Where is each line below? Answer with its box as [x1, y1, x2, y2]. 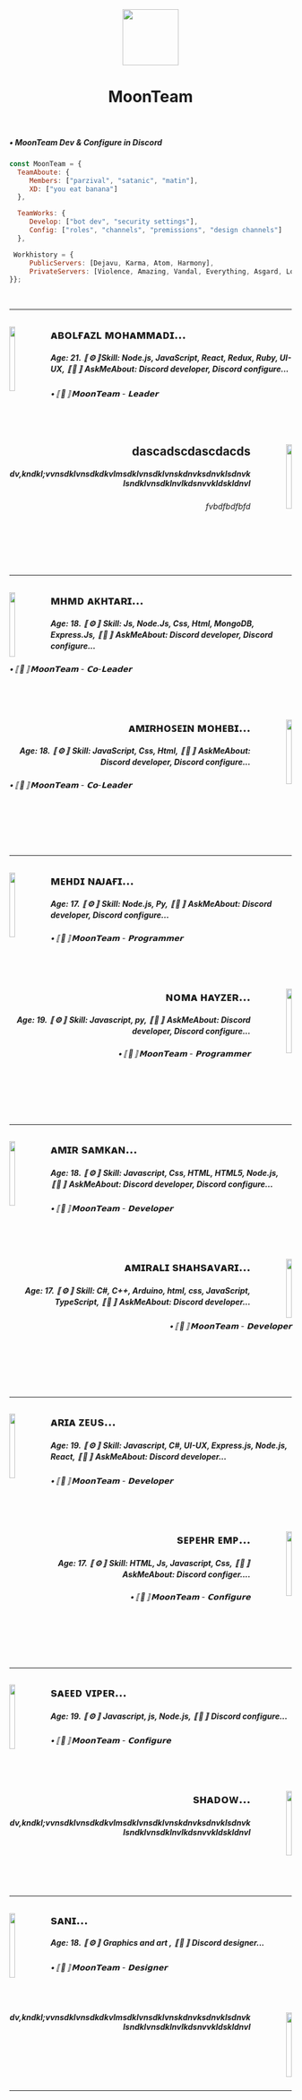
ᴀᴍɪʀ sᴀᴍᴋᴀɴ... [50, 1142, 138, 1157]
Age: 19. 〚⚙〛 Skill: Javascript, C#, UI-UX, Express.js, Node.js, [50, 1440, 289, 1451]
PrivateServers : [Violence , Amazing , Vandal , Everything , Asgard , [29, 266, 282, 276]
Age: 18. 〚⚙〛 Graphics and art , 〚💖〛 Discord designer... [50, 1938, 265, 1948]
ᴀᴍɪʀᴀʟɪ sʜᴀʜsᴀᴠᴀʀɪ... [124, 1259, 251, 1275]
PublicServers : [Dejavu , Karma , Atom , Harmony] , [29, 258, 215, 267]
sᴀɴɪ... [50, 1913, 89, 1928]
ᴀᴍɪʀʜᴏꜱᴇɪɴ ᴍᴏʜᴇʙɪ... [128, 719, 251, 735]
